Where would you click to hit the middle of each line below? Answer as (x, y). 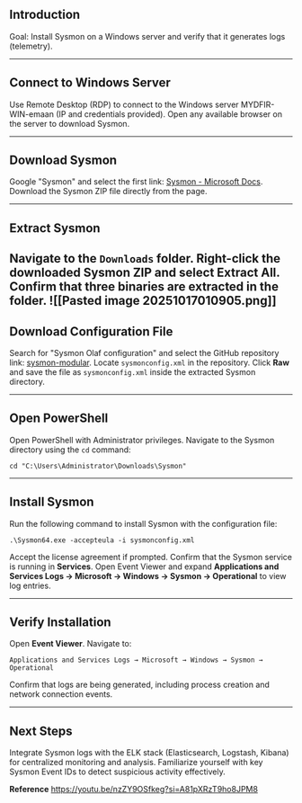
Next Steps (41, 731)
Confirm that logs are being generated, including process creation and (139, 685)
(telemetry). (31, 46)
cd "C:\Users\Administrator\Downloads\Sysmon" (98, 466)
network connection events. (61, 694)
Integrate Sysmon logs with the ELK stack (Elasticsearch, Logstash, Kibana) (149, 753)
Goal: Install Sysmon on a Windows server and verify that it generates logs (147, 36)
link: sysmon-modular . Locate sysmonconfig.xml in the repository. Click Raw (150, 362)
